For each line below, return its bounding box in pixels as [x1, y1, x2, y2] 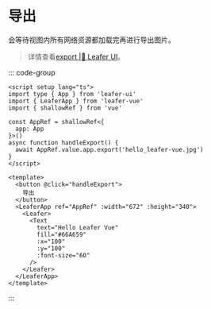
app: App [15, 125, 44, 133]
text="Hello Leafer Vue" [36, 223, 119, 231]
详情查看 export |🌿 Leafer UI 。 [27, 52, 125, 61]
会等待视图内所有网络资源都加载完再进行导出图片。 [8, 35, 175, 44]
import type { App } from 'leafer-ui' [8, 90, 136, 98]
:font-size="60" [36, 251, 90, 259]
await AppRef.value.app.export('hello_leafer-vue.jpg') [15, 145, 204, 153]
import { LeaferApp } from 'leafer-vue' [8, 97, 144, 105]
